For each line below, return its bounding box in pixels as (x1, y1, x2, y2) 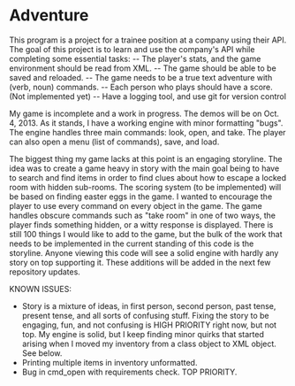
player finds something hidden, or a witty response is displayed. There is (9, 219, 274, 230)
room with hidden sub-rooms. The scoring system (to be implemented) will (9, 181, 282, 192)
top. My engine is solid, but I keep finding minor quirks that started (21, 328, 265, 339)
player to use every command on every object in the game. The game (9, 200, 262, 211)
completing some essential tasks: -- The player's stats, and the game (9, 53, 261, 64)
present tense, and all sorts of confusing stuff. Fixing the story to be (21, 310, 269, 320)
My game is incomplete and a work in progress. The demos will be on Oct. (9, 108, 280, 119)
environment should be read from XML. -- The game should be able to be (9, 63, 276, 73)
